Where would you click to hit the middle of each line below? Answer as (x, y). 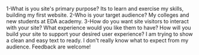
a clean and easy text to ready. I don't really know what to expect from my (97, 40)
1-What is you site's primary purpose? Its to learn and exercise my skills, (95, 9)
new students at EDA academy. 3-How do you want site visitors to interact (98, 21)
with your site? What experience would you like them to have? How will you (99, 27)
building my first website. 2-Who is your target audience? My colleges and (98, 15)
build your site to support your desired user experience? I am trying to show (99, 34)
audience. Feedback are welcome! (49, 47)
